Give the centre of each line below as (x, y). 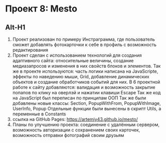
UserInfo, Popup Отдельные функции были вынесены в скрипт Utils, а (87, 109)
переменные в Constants (39, 114)
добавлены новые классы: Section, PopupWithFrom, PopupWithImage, (87, 103)
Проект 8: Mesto (41, 9)
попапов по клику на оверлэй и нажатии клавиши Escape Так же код (87, 93)
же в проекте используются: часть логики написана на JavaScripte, (85, 71)
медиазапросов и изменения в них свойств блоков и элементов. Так (87, 66)
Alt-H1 (15, 27)
